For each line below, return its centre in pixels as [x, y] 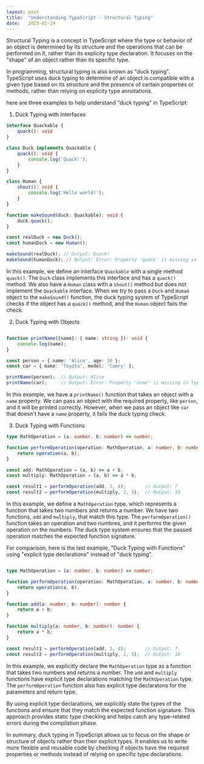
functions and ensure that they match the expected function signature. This [101, 710]
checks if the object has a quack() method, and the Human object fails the [97, 303]
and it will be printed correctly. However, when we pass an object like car [98, 407]
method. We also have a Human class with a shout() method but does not [97, 284]
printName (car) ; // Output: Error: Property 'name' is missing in [97, 383]
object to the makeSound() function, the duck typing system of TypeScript [97, 297]
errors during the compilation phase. [52, 723]
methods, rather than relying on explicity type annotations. [80, 91]
